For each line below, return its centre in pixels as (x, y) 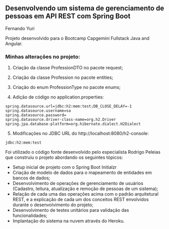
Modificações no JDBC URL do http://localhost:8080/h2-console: (80, 133)
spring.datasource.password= (36, 115)
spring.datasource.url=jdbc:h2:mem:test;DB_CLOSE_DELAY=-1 (69, 106)
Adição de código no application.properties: (58, 97)
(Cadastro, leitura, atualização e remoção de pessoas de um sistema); (85, 189)
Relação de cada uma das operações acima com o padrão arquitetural (86, 194)
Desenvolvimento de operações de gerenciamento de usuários (78, 184)
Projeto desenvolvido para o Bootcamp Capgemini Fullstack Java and (77, 38)
